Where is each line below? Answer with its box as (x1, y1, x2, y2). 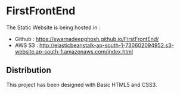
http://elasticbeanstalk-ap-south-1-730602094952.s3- (39, 42, 174, 49)
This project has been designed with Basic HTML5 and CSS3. (6, 81, 157, 88)
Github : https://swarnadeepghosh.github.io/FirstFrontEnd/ (14, 35, 159, 42)
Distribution (6, 65, 52, 76)
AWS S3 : (14, 42, 38, 49)
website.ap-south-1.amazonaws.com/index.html (14, 48, 134, 55)
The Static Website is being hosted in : (6, 24, 101, 31)
